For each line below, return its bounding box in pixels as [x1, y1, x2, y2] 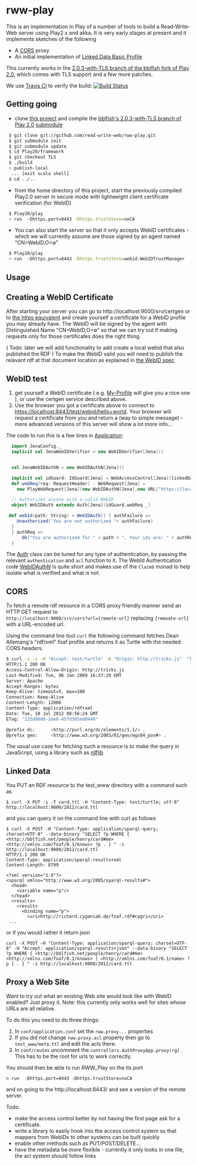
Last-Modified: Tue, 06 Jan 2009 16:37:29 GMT [6, 672, 122, 678]
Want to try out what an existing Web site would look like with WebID [6, 993, 172, 1000]
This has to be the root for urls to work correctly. [14, 1053, 132, 1060]
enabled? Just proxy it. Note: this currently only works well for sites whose [6, 999, 186, 1006]
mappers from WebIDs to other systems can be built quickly [14, 1134, 160, 1141]
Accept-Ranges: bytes [6, 683, 59, 689]
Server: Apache [6, 678, 43, 684]
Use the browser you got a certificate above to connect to [14, 402, 155, 409]
